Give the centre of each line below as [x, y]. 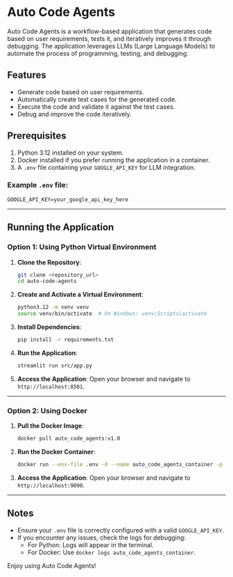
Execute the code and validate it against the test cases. [96, 106]
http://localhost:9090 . [51, 485]
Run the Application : [47, 353]
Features [27, 75]
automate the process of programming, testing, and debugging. [98, 53]
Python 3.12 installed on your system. [70, 153]
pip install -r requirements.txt [66, 340]
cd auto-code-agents [47, 282]
